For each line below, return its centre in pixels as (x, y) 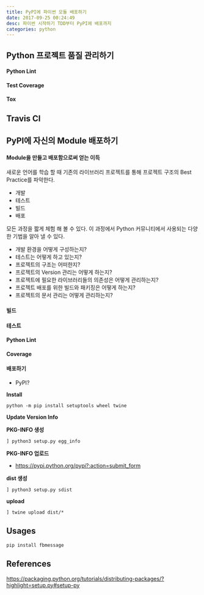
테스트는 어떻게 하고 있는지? (49, 257)
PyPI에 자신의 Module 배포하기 (62, 141)
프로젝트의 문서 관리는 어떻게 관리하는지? (64, 295)
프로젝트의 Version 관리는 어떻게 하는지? (64, 272)
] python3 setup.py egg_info (43, 441)
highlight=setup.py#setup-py (43, 585)
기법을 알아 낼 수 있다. (39, 237)
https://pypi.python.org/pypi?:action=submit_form (78, 465)
